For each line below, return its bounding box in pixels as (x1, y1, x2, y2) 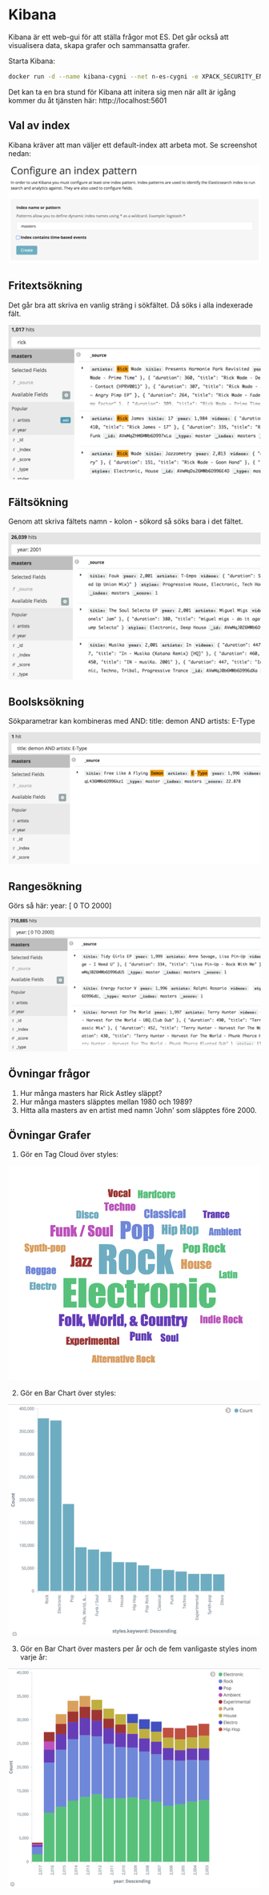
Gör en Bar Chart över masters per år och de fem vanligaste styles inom (19, 1644, 258, 1654)
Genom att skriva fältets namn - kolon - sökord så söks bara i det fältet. (8, 516, 243, 526)
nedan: (8, 148, 32, 158)
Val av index (8, 118, 70, 133)
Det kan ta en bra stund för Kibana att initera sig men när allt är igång (8, 86, 236, 97)
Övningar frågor (8, 1067, 90, 1081)
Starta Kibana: (8, 56, 56, 66)
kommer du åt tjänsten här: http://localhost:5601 (8, 95, 167, 105)
